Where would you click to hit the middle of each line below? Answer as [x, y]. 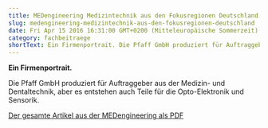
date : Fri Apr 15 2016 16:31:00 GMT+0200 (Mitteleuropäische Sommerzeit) [134, 30]
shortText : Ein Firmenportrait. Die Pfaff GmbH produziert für [116, 45]
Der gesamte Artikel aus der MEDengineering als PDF [96, 115]
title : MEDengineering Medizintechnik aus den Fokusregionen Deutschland [134, 16]
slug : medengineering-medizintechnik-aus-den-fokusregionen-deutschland [132, 23]
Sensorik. [24, 100]
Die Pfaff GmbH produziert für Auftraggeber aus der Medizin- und [117, 83]
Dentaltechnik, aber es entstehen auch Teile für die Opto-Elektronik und [126, 91]
